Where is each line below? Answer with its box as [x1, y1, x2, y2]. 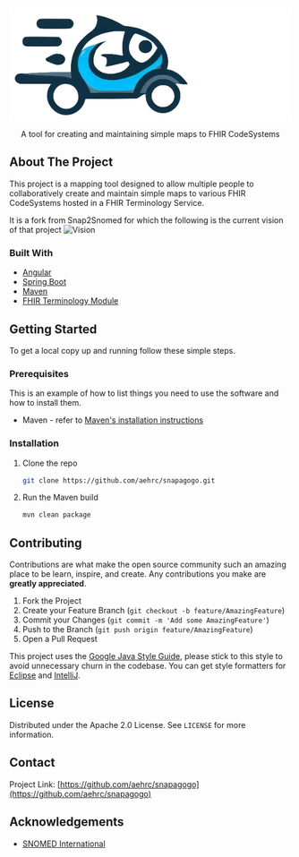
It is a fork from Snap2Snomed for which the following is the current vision [9, 214, 284, 226]
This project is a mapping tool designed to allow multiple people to [9, 178, 254, 189]
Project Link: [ [9, 778, 61, 790]
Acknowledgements [9, 814, 124, 830]
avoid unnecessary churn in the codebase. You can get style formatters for [9, 661, 286, 672]
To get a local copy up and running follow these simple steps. [9, 345, 235, 356]
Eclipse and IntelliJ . [9, 670, 81, 681]
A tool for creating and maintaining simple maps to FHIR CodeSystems [21, 129, 280, 139]
